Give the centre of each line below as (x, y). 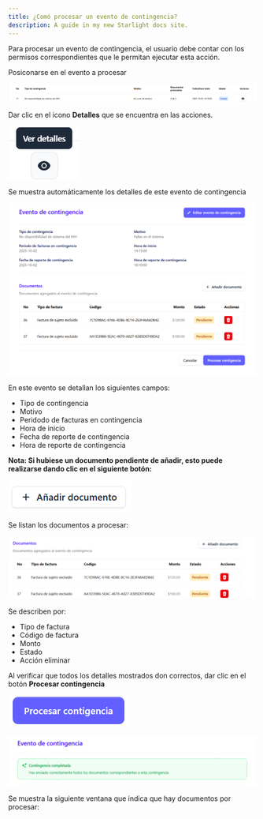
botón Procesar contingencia (56, 684)
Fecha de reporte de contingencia (74, 436)
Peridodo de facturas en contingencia (81, 419)
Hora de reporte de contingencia (72, 445)
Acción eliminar (45, 660)
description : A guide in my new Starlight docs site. (98, 25)
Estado (31, 652)
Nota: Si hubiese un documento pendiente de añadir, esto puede (115, 460)
